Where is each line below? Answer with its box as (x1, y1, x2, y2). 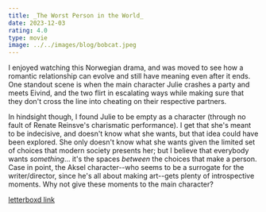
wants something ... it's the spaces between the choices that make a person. (8, 154, 257, 164)
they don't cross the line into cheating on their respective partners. (8, 97, 227, 106)
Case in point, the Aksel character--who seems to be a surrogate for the (8, 163, 245, 172)
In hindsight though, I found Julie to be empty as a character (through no (8, 112, 246, 121)
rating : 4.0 (8, 26, 48, 34)
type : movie (8, 33, 48, 42)
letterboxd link (8, 195, 56, 205)
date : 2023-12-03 (8, 19, 66, 27)
